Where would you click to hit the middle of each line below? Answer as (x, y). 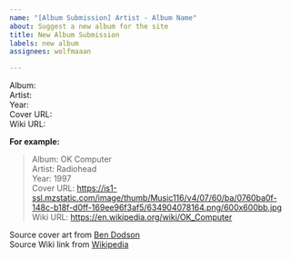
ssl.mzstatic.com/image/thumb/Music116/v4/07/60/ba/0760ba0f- (154, 198)
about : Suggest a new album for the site (89, 26)
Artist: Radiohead (64, 169)
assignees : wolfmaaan (50, 52)
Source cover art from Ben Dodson (75, 235)
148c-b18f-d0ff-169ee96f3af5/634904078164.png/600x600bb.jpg (156, 208)
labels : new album (44, 43)
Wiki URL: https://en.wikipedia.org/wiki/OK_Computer (132, 217)
